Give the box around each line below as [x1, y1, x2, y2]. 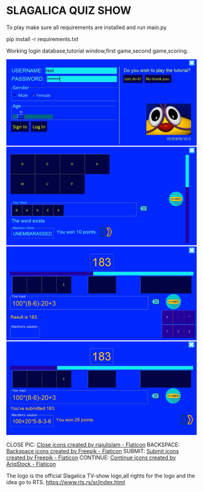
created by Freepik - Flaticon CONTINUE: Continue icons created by [6, 454, 176, 461]
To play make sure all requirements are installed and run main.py [6, 24, 167, 31]
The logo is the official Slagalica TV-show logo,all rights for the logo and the [6, 472, 195, 479]
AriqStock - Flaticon [6, 460, 56, 467]
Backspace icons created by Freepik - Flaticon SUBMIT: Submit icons [6, 447, 179, 454]
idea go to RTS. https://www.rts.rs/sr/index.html [6, 478, 126, 485]
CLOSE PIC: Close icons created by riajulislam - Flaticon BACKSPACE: [6, 440, 180, 448]
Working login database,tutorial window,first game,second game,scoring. [6, 47, 188, 55]
